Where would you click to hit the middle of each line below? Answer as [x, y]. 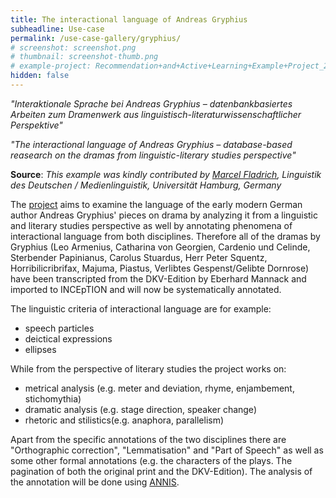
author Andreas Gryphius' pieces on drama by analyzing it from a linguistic [164, 215]
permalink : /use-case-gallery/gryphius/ [96, 38]
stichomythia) [53, 398]
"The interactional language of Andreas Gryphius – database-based [151, 144]
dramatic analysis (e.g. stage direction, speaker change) [140, 409]
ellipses [40, 349]
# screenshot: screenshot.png [73, 47]
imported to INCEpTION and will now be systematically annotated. [146, 289]
